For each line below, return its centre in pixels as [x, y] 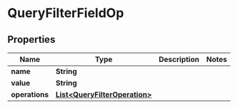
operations [30, 94]
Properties [31, 40]
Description [179, 59]
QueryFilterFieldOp [66, 13]
